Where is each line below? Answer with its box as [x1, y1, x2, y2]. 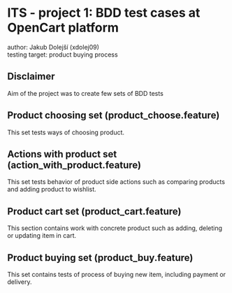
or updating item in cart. [7, 231, 77, 240]
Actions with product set [7, 148, 117, 160]
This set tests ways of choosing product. [7, 128, 124, 136]
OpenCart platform [7, 20, 119, 36]
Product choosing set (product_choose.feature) [7, 110, 220, 122]
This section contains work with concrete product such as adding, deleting [7, 224, 222, 232]
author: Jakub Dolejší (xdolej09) [7, 43, 100, 51]
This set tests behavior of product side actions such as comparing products [7, 178, 226, 186]
